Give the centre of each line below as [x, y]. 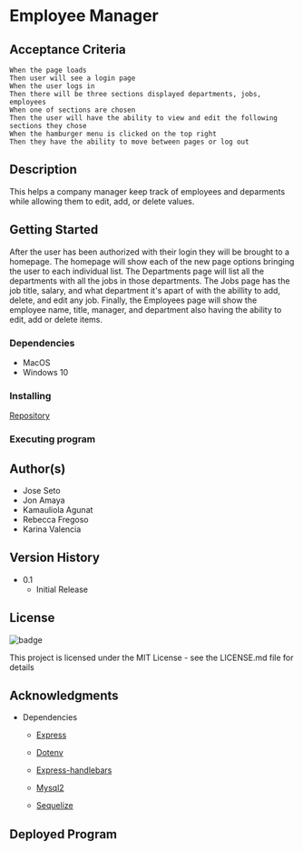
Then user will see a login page [73, 78]
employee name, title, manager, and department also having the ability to [146, 309]
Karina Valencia [52, 529]
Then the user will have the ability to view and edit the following [144, 118]
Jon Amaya [44, 500]
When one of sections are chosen [73, 110]
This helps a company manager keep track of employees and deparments [147, 191]
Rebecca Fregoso [55, 519]
